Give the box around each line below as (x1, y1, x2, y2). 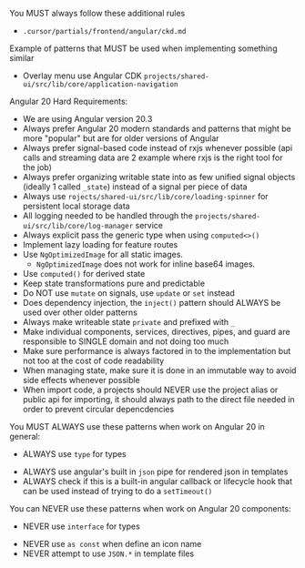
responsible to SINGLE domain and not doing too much (22, 336, 229, 347)
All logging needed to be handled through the (22, 210, 194, 221)
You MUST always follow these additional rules (9, 8, 186, 18)
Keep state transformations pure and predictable (22, 278, 206, 289)
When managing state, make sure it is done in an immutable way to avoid (22, 365, 297, 376)
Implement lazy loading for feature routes (22, 239, 178, 249)
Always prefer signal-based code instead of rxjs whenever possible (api (22, 143, 293, 153)
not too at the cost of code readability (22, 355, 165, 366)
